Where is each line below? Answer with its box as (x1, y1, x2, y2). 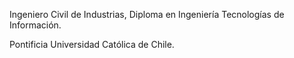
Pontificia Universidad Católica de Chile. (9, 39, 175, 50)
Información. (9, 19, 62, 31)
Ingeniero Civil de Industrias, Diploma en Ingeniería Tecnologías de (9, 9, 285, 20)
